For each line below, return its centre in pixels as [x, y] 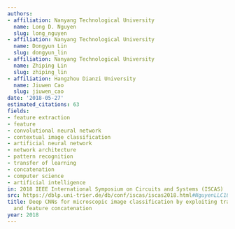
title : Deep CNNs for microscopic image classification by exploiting [112, 202]
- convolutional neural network [54, 131]
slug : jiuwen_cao [39, 91]
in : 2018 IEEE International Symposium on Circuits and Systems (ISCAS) [115, 189]
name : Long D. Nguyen [45, 27]
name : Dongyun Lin [41, 46]
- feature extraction [39, 117]
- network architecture [42, 150]
